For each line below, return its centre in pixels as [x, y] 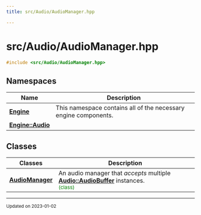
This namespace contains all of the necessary [120, 108]
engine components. [85, 115]
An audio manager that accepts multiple [115, 173]
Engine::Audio [30, 125]
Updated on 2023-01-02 [31, 207]
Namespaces [31, 81]
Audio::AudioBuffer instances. [101, 181]
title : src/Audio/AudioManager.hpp [51, 12]
